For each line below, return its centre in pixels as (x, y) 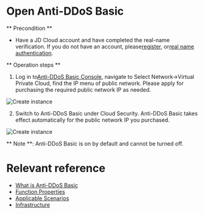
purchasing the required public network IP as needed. (83, 89)
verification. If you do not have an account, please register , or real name (104, 46)
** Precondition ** (29, 28)
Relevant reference (56, 168)
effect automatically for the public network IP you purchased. (93, 120)
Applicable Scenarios (42, 198)
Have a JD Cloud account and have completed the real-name (93, 40)
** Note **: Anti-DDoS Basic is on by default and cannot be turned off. (95, 143)
